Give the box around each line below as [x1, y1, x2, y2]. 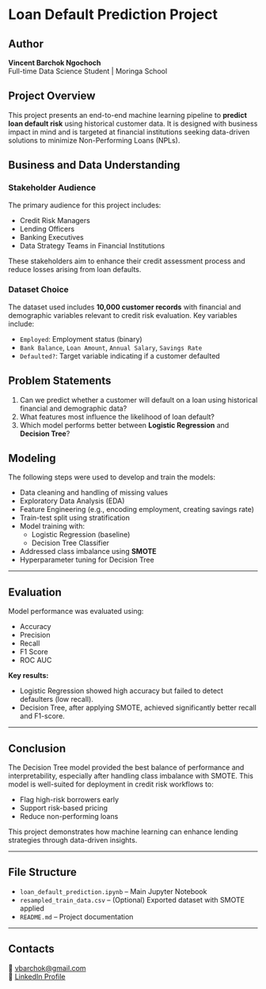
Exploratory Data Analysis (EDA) [19, 496, 125, 506]
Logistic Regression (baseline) [31, 530, 131, 540]
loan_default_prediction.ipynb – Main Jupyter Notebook [19, 886, 207, 896]
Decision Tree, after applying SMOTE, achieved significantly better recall [19, 703, 257, 713]
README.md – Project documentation [19, 911, 134, 921]
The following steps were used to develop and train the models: [8, 472, 216, 482]
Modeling [8, 452, 56, 464]
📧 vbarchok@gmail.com [8, 963, 86, 972]
